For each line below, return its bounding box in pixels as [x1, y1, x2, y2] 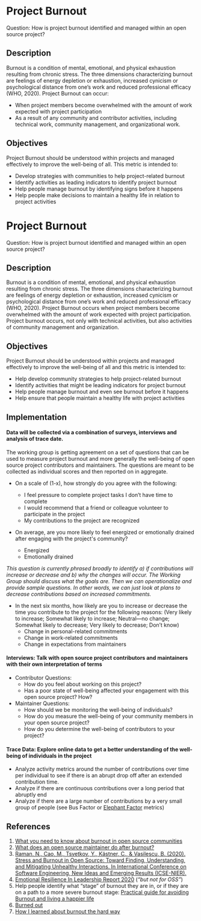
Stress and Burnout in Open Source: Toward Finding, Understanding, [14, 856, 185, 864]
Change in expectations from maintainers [23, 641, 126, 648]
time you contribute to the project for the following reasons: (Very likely [14, 608, 192, 616]
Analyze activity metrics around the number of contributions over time [14, 765, 190, 773]
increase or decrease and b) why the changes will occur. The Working [6, 571, 181, 578]
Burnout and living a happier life [14, 894, 94, 902]
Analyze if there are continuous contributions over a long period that [14, 785, 185, 792]
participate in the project [23, 510, 85, 517]
